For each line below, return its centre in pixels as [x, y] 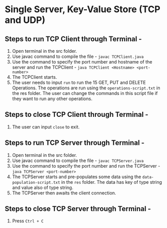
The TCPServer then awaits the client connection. [64, 193]
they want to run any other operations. [52, 99]
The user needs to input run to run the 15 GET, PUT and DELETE [79, 83]
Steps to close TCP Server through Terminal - [78, 209]
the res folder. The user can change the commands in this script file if [85, 93]
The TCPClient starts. [35, 77]
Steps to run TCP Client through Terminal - [73, 39]
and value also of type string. [43, 187]
